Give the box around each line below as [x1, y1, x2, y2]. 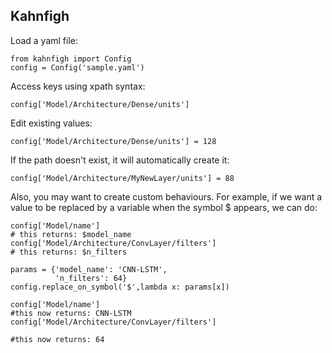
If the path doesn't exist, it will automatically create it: [10, 154, 230, 166]
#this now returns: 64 [10, 334, 105, 344]
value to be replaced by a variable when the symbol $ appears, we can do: [10, 201, 318, 213]
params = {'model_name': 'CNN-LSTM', [10, 264, 168, 274]
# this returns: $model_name [10, 229, 132, 239]
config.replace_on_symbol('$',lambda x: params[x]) [10, 282, 230, 292]
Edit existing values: [10, 117, 93, 129]
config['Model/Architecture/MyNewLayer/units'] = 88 [10, 173, 235, 183]
